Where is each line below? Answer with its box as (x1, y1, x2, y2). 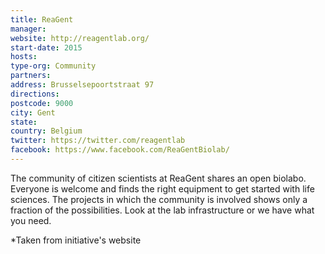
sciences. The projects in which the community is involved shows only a (10, 193, 308, 205)
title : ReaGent (10, 14, 74, 25)
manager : (10, 24, 47, 34)
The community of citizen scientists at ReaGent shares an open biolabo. (10, 172, 307, 184)
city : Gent (10, 107, 56, 118)
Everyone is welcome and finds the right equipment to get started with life (10, 182, 315, 195)
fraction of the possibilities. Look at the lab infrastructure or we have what (10, 204, 315, 216)
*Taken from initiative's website (10, 234, 142, 246)
